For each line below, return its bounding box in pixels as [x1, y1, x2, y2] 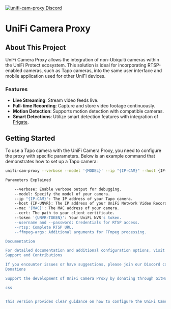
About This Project [5, 43, 66, 52]
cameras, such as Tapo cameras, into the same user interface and [23, 68, 162, 74]
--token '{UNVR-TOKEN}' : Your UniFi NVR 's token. [14, 215, 122, 220]
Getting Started [5, 134, 55, 143]
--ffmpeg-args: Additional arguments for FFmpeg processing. [14, 229, 147, 235]
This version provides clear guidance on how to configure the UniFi [5, 299, 156, 304]
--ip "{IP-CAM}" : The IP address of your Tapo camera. [14, 196, 133, 202]
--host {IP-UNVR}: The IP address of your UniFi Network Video [14, 201, 152, 206]
